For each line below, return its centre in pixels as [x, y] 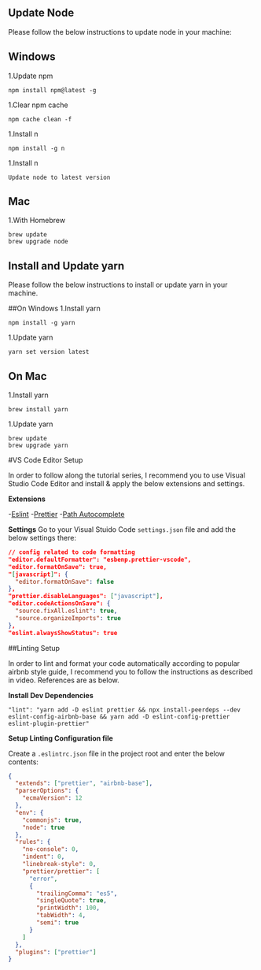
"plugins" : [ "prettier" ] [56, 952]
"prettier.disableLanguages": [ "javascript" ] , [86, 596]
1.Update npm [31, 76]
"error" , [43, 879]
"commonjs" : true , [52, 820]
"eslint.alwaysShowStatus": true [63, 633]
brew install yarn [38, 410]
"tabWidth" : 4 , [61, 916]
